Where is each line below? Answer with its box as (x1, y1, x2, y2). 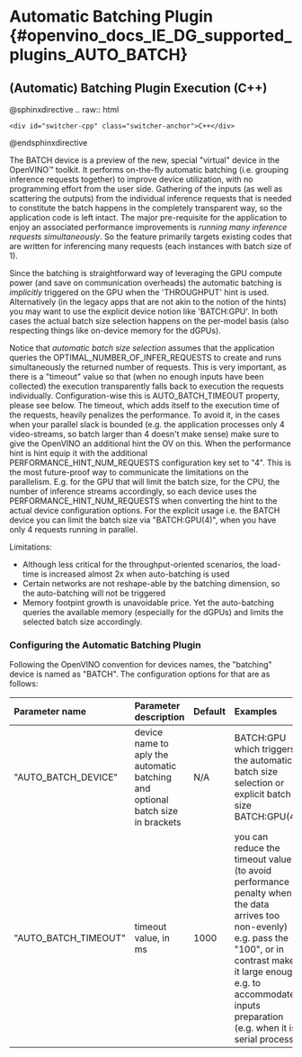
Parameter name (13, 705, 87, 718)
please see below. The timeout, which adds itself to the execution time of (9, 400, 280, 410)
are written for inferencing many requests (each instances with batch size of (9, 241, 292, 251)
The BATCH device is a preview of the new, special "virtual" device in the (9, 155, 280, 166)
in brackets (134, 816, 182, 829)
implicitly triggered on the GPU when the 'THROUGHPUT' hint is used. (9, 287, 270, 298)
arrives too (234, 909, 280, 922)
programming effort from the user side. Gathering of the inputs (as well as (9, 184, 283, 194)
